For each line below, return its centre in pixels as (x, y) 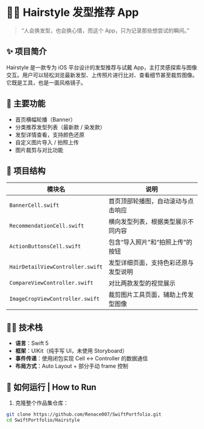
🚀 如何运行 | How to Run (51, 387)
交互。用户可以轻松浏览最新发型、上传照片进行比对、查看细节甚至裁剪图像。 (102, 75)
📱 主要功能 (26, 104)
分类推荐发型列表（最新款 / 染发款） (60, 127)
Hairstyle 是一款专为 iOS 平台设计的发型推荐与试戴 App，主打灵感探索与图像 (102, 67)
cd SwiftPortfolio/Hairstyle (43, 420)
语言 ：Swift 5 (32, 343)
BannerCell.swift (34, 205)
